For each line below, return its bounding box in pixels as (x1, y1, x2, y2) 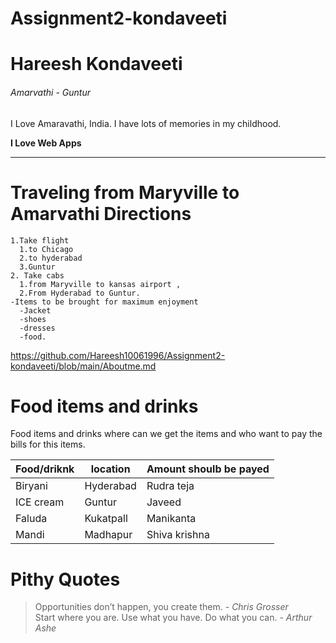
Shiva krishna (146, 528, 210, 542)
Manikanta (146, 512, 197, 526)
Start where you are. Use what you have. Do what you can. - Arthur (34, 612, 313, 624)
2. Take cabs (10, 270, 65, 281)
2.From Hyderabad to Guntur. (19, 288, 141, 298)
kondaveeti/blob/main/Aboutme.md (10, 360, 157, 372)
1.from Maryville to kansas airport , (19, 279, 182, 289)
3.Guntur (19, 262, 56, 272)
